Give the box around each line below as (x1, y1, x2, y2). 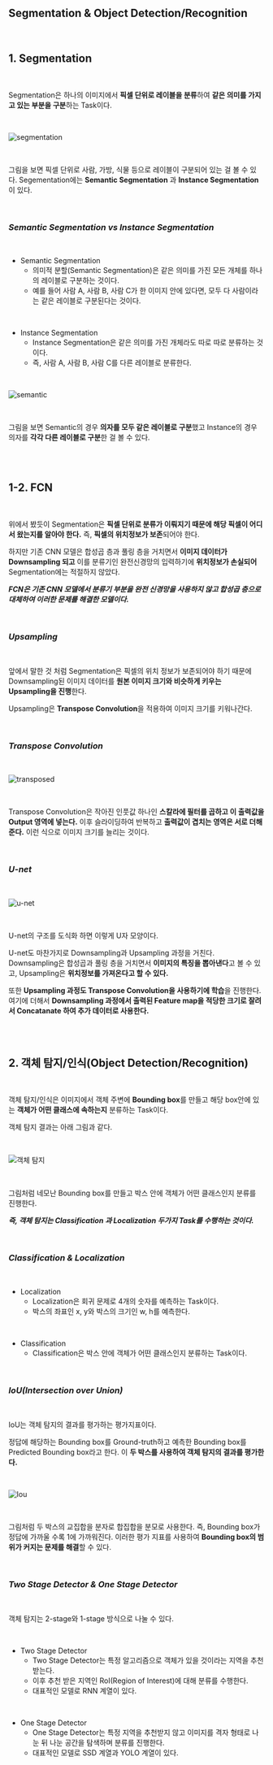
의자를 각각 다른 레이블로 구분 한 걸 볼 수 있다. (8, 432, 150, 442)
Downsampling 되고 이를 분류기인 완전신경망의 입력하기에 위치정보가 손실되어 (8, 557, 258, 566)
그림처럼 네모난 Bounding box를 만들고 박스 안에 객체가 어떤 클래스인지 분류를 (8, 1188, 257, 1198)
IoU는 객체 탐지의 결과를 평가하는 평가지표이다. (8, 1420, 157, 1429)
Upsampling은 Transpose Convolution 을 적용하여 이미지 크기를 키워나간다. (8, 704, 253, 713)
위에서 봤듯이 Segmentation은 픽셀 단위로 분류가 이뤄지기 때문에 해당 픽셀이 (8, 519, 249, 529)
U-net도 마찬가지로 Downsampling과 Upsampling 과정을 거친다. (8, 948, 215, 957)
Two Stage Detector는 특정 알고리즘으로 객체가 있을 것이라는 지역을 (32, 1655, 249, 1665)
